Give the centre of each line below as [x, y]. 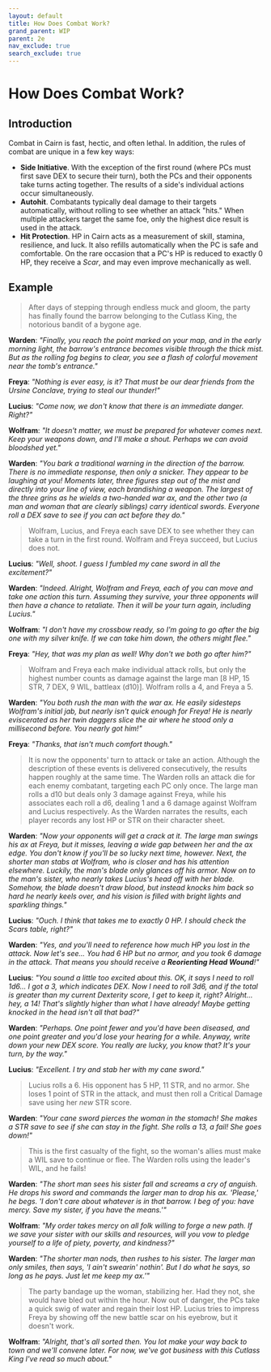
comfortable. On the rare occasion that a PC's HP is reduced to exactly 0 [141, 253]
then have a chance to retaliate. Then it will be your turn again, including [130, 605]
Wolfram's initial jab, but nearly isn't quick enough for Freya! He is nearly [130, 711]
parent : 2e [27, 39]
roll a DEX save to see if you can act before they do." [97, 515]
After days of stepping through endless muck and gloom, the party [139, 307]
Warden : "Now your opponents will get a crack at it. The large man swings [133, 835]
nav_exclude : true [39, 46]
